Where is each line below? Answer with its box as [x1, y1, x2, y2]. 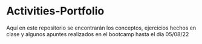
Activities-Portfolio [6, 4, 105, 18]
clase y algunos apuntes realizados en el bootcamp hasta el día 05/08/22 [6, 30, 189, 37]
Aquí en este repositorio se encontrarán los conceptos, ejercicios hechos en [6, 24, 197, 31]
